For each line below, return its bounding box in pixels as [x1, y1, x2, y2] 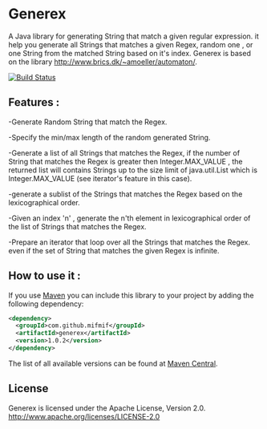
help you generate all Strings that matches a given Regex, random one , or [8, 39, 253, 49]
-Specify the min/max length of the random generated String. [8, 132, 211, 142]
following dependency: [8, 298, 84, 309]
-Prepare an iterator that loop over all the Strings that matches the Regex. [8, 237, 251, 247]
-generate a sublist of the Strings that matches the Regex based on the [8, 189, 243, 199]
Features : [8, 95, 60, 109]
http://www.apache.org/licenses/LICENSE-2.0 [8, 411, 160, 421]
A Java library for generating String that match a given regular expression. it [8, 31, 259, 41]
